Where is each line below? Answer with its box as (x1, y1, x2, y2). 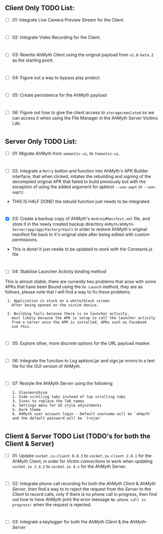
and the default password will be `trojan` (12, 416, 102, 421)
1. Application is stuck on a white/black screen (7, 298, 110, 303)
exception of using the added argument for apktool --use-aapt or (12, 184, 143, 190)
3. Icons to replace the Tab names (12, 399, 85, 404)
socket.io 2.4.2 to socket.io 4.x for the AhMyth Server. (12, 463, 127, 469)
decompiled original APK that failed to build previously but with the (12, 178, 146, 185)
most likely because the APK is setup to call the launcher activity (11, 315, 156, 320)
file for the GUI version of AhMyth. (12, 363, 81, 369)
